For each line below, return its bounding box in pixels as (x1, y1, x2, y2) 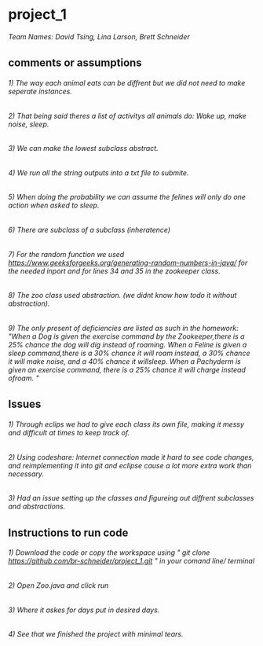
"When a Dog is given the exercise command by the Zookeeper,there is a (8, 332, 245, 341)
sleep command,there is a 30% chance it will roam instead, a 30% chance (8, 348, 250, 358)
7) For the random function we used (8, 249, 125, 259)
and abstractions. (8, 501, 66, 512)
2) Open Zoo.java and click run (8, 581, 109, 590)
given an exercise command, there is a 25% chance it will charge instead (8, 365, 246, 374)
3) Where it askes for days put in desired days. (8, 605, 160, 615)
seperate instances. (8, 86, 73, 96)
